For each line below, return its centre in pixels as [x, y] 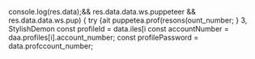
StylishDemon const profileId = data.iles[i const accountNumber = [119, 29]
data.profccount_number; [51, 46]
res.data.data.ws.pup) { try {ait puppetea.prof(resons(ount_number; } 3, [128, 20]
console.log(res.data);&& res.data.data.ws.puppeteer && [102, 12]
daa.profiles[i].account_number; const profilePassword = [104, 37]
